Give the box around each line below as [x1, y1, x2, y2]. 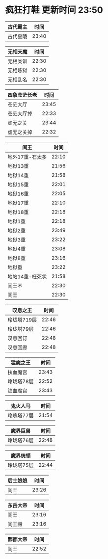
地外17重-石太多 [7, 153, 47, 160]
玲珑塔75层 [7, 462, 34, 469]
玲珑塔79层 [7, 325, 34, 332]
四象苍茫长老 [7, 91, 38, 98]
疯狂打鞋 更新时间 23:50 [5, 4, 103, 16]
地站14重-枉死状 [7, 273, 47, 280]
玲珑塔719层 [7, 316, 37, 323]
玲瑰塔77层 [7, 412, 34, 419]
